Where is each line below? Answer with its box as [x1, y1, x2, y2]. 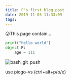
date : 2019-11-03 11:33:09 [5, 12, 62, 17]
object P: [5, 45, 26, 51]
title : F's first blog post [5, 7, 65, 13]
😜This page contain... [5, 31, 52, 37]
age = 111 [14, 50, 35, 55]
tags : [5, 17, 17, 22]
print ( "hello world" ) [5, 41, 51, 46]
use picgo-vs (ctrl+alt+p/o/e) [5, 69, 66, 75]
